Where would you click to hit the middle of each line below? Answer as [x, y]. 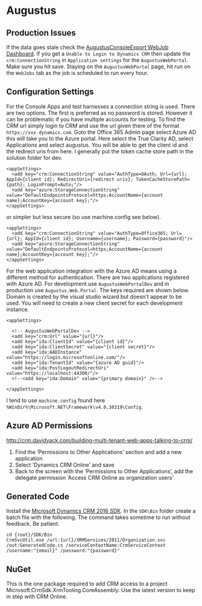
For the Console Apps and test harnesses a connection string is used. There [101, 106]
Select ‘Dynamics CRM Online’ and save [65, 465]
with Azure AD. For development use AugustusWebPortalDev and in [88, 284]
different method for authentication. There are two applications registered [98, 277]
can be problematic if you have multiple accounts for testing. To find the [96, 119]
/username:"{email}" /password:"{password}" [63, 551]
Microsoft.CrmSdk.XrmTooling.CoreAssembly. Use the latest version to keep [101, 590]
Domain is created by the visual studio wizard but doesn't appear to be [94, 296]
